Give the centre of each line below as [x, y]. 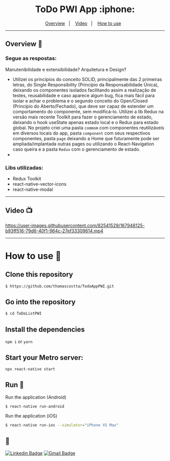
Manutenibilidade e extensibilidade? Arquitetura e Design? [66, 69]
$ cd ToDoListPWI [24, 314]
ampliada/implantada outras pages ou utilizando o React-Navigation [83, 144]
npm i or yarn [19, 342]
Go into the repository [40, 302]
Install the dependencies [45, 329]
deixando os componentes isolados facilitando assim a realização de [84, 90]
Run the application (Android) [36, 397]
